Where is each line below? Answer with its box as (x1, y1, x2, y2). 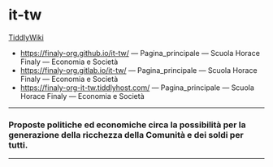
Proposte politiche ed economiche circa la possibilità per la (8, 119, 246, 131)
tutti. (8, 139, 28, 151)
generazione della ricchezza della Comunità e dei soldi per (8, 129, 244, 140)
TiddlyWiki (8, 32, 45, 42)
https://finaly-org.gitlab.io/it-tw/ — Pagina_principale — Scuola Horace (19, 65, 258, 75)
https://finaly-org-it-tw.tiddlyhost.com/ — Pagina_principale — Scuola (19, 83, 254, 92)
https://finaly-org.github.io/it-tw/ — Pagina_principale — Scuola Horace (19, 48, 260, 58)
